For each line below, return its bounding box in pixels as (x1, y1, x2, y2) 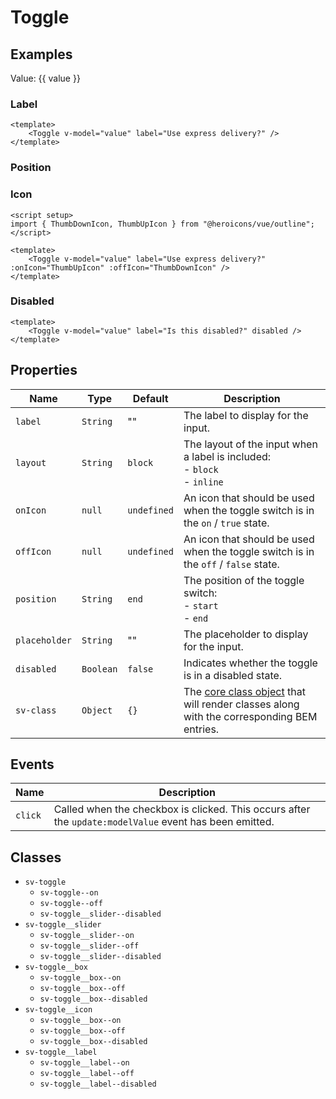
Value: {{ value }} (10, 72, 81, 84)
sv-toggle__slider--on (39, 931, 135, 941)
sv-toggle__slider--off (39, 941, 140, 951)
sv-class (15, 704, 57, 716)
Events (10, 756, 55, 773)
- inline (183, 474, 224, 488)
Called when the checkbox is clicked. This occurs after (53, 802, 311, 816)
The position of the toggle (183, 573, 305, 587)
